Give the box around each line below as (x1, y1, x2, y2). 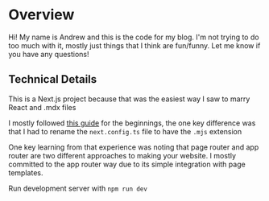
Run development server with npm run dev (8, 183, 147, 193)
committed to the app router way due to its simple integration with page (8, 159, 246, 169)
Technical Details (8, 72, 97, 86)
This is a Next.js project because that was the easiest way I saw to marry (8, 94, 250, 104)
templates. (8, 167, 43, 178)
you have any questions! (8, 49, 90, 59)
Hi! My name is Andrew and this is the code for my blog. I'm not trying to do (8, 32, 259, 42)
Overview (8, 6, 75, 24)
